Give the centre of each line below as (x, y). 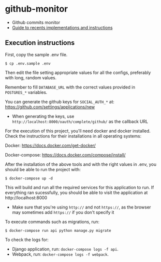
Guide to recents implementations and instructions (62, 27)
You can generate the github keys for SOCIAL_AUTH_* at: (60, 102)
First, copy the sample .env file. (36, 54)
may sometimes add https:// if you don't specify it (63, 212)
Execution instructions (40, 43)
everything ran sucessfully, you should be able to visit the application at (76, 192)
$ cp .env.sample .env (28, 63)
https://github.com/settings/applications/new (50, 107)
